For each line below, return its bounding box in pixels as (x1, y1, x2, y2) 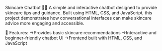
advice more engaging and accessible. (5, 20, 84, 26)
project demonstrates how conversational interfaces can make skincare (5, 15, 152, 21)
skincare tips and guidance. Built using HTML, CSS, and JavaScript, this (5, 10, 153, 16)
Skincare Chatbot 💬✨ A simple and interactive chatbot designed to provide (5, 5, 158, 10)
